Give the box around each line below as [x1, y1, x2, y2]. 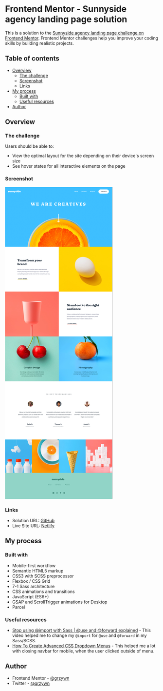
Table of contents [5, 55, 59, 63]
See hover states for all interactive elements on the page [12, 163, 126, 169]
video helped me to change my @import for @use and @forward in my [12, 632, 147, 638]
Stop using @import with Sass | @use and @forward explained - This [12, 628, 151, 633]
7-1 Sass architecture [12, 583, 55, 589]
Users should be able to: [5, 143, 54, 149]
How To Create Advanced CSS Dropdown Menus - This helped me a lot [12, 643, 156, 649]
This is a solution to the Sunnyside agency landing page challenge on [5, 30, 144, 36]
